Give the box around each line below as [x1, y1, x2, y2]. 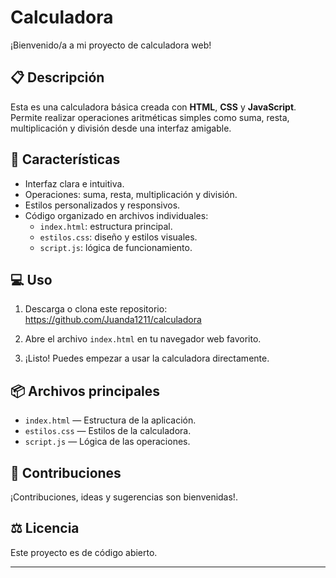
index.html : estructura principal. [39, 220, 173, 232]
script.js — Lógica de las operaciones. [24, 436, 191, 448]
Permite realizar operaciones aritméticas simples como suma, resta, [10, 111, 290, 123]
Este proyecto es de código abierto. [10, 546, 158, 558]
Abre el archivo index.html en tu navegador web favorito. [24, 333, 262, 345]
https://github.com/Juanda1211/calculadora [24, 314, 202, 326]
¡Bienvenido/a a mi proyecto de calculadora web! [10, 39, 212, 51]
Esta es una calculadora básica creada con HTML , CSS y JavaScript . [10, 101, 297, 113]
